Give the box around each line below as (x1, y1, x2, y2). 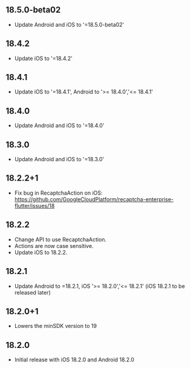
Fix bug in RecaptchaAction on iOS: (14, 189, 103, 196)
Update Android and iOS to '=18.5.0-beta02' (14, 21, 125, 28)
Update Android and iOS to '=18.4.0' (14, 122, 105, 129)
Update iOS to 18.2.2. (14, 249, 68, 256)
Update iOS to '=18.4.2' (14, 55, 73, 62)
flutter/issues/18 (14, 202, 55, 209)
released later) (14, 289, 51, 296)
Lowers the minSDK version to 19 (14, 323, 97, 330)
